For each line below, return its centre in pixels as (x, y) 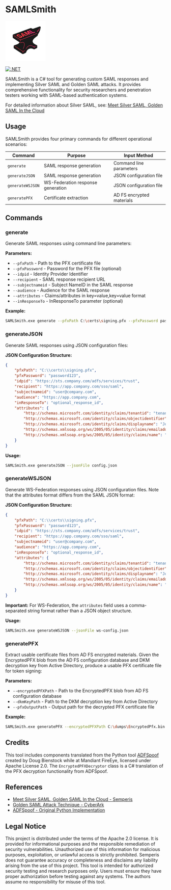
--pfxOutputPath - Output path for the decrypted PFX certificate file (83, 706)
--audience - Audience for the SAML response (61, 290)
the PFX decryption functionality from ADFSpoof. (57, 771)
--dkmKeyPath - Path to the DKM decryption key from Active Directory (85, 701)
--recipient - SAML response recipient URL (59, 279)
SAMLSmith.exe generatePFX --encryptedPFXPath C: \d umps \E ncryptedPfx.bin (85, 727)
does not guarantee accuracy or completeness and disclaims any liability (82, 860)
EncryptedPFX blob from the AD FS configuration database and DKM (78, 660)
